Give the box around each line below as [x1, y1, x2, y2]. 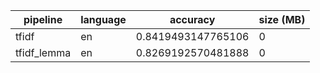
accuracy [169, 13, 216, 26]
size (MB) [258, 13, 306, 26]
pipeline [23, 13, 63, 26]
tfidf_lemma [15, 46, 72, 59]
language [80, 13, 127, 26]
